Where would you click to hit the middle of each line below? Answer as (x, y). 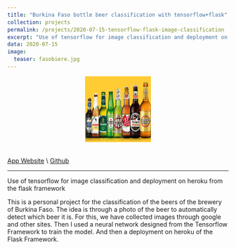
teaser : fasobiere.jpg (47, 60)
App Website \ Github (38, 161)
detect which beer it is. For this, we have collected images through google (114, 217)
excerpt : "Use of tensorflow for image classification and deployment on (118, 37)
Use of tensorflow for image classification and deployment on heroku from (115, 181)
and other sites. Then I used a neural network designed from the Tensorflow (118, 224)
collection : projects (39, 22)
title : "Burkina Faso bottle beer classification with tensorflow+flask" (118, 15)
